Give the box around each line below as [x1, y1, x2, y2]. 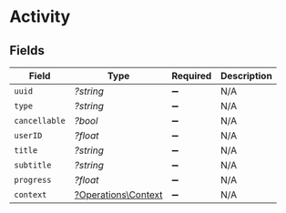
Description [220, 70, 273, 82]
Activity [9, 6, 71, 27]
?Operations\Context [74, 188, 163, 201]
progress [14, 175, 52, 185]
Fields [9, 43, 46, 58]
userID [14, 130, 43, 140]
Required [171, 70, 212, 82]
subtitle [14, 160, 52, 170]
